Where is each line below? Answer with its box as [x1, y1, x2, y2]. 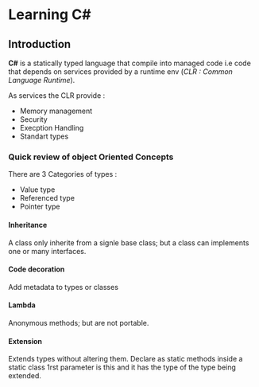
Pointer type [19, 201, 60, 212]
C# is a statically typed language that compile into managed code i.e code [8, 58, 252, 68]
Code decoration [8, 264, 65, 274]
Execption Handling [19, 123, 84, 132]
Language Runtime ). [8, 76, 75, 84]
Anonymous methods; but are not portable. [8, 318, 149, 327]
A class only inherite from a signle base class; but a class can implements [8, 237, 249, 248]
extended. [8, 371, 41, 381]
